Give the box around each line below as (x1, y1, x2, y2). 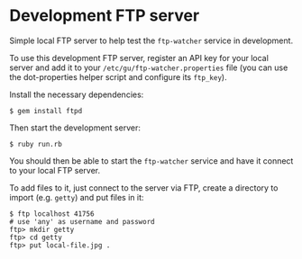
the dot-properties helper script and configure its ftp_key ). (9, 71, 227, 82)
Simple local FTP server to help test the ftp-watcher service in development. (9, 35, 294, 46)
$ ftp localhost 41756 (9, 209, 95, 219)
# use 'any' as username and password (9, 217, 155, 226)
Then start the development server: (9, 122, 142, 133)
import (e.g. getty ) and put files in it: (9, 192, 144, 202)
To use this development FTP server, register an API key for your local (9, 52, 269, 63)
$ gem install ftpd (9, 106, 83, 115)
